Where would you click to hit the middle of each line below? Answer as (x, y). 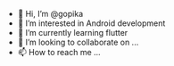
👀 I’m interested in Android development (91, 23)
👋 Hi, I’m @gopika (50, 14)
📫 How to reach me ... (59, 52)
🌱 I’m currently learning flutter (73, 33)
